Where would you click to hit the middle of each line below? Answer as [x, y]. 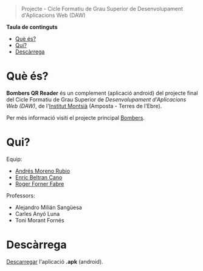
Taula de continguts [32, 27]
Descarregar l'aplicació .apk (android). [55, 261]
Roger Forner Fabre [40, 184]
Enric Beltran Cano [39, 177]
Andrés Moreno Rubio [43, 171]
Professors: [21, 195]
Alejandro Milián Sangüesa [48, 207]
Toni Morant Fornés [40, 220]
